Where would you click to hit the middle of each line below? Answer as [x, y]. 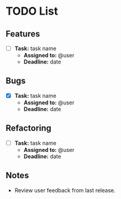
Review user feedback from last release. [65, 190]
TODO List [32, 11]
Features [23, 34]
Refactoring [29, 128]
